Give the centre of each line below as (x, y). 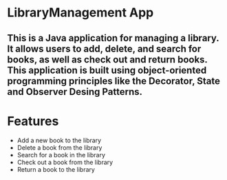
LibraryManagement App (80, 13)
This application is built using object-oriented (107, 70)
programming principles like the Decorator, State (113, 81)
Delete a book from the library (60, 147)
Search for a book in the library (61, 155)
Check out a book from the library (65, 162)
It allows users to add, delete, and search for (104, 48)
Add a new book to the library (59, 140)
